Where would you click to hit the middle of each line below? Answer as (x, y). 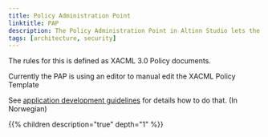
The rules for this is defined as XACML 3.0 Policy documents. (110, 61)
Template (24, 85)
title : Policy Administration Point (69, 16)
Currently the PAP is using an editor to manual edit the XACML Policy (122, 76)
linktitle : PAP (34, 23)
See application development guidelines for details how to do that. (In (123, 100)
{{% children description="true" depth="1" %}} (86, 124)
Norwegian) (28, 109)
